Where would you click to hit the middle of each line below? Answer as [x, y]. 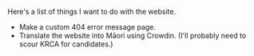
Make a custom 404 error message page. [87, 27]
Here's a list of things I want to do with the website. [92, 12]
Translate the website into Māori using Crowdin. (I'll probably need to [133, 36]
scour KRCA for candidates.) [66, 44]
